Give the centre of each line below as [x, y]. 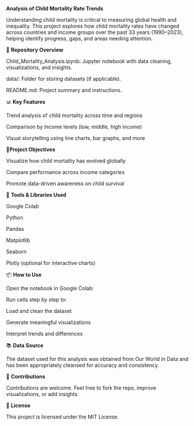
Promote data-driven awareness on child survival [65, 183]
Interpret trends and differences [44, 334]
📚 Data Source [25, 345]
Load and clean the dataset [39, 311]
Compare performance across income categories [65, 172]
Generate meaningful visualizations [49, 322]
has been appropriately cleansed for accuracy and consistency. [83, 365]
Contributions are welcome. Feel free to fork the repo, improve [81, 388]
